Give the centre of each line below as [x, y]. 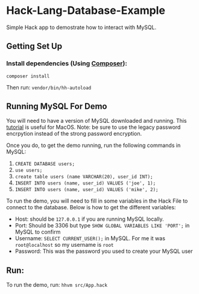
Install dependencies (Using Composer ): [67, 64]
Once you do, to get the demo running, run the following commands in [93, 145]
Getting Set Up [34, 46]
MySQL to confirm [38, 232]
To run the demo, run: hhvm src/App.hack [57, 285]
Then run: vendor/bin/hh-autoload [49, 87]
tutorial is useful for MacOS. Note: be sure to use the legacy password [93, 127]
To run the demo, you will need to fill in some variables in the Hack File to [97, 201]
